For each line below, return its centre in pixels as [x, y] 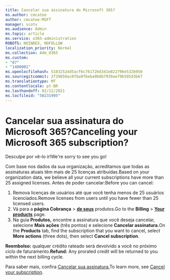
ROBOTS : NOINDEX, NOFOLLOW [34, 43]
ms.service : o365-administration [41, 39]
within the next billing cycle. [34, 257]
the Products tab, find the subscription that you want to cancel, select [87, 231]
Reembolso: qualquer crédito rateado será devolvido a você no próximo [81, 246]
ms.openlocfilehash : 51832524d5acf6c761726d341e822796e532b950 [74, 72]
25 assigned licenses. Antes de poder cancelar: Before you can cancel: [80, 183]
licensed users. [29, 204]
